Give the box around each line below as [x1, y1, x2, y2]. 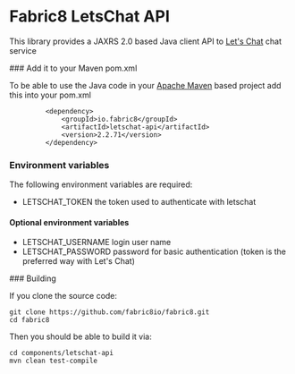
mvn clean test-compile [9, 356, 98, 366]
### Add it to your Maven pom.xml [9, 63, 138, 73]
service [9, 45, 38, 55]
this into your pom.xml [9, 89, 92, 100]
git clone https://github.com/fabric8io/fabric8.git [9, 308, 210, 317]
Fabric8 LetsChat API [9, 6, 170, 27]
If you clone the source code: [9, 291, 118, 302]
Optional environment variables [9, 217, 130, 227]
